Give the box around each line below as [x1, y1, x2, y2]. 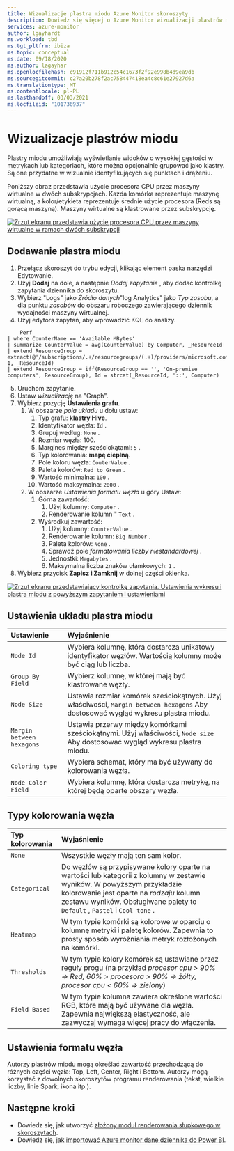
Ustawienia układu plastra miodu [7, 610, 153, 622]
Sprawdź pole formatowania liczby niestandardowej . [48, 547, 202, 555]
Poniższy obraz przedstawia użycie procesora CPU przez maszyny [7, 182, 200, 190]
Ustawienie [10, 631, 49, 641]
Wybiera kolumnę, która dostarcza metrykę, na [67, 777, 221, 787]
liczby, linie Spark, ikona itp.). [7, 1082, 92, 1090]
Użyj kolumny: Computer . [48, 502, 120, 510]
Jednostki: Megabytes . [48, 554, 113, 563]
